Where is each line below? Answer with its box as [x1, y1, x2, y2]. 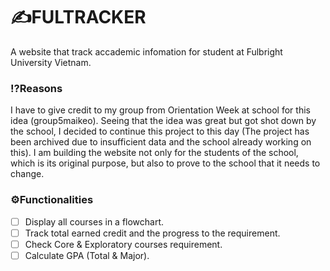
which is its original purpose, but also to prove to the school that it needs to [10, 157, 321, 169]
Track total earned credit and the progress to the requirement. [24, 227, 281, 239]
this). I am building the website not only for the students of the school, [10, 147, 299, 159]
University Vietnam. [10, 56, 92, 68]
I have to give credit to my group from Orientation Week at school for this [10, 104, 311, 116]
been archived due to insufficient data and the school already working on [10, 136, 312, 148]
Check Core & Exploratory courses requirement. [24, 238, 223, 250]
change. [10, 168, 45, 180]
